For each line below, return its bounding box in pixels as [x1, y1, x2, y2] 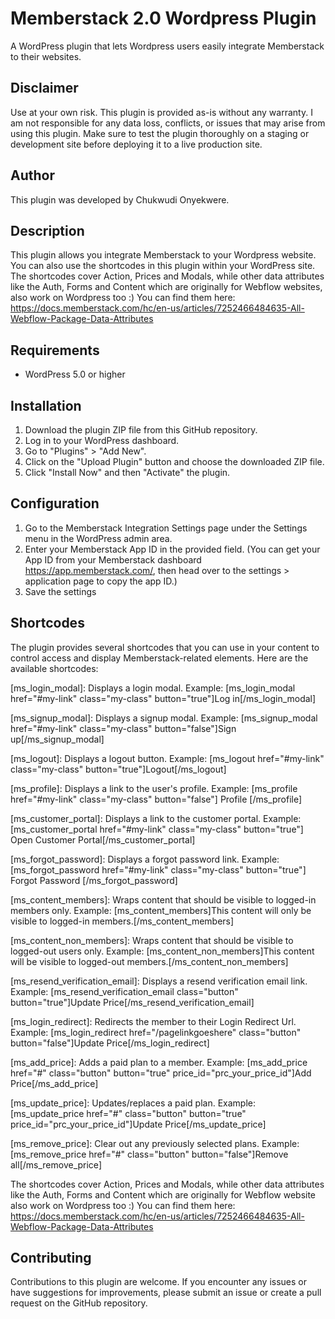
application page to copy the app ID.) [24, 575, 178, 587]
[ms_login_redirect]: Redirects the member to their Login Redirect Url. [10, 1015, 297, 1027]
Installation [10, 397, 82, 414]
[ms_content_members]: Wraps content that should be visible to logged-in [10, 893, 317, 906]
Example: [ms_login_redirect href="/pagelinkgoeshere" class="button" [10, 1026, 302, 1038]
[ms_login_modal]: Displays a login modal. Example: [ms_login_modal [10, 682, 296, 694]
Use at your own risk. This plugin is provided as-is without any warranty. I [10, 106, 313, 118]
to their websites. [10, 50, 82, 62]
